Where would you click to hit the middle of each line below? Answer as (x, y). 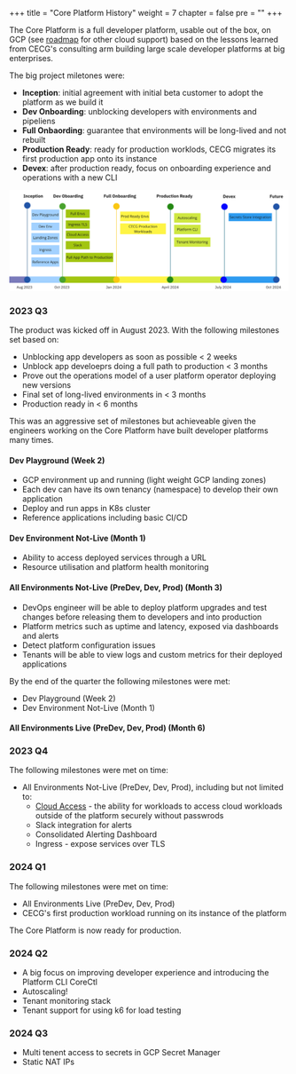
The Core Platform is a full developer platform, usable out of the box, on (140, 30)
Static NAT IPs (48, 1062)
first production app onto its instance (90, 158)
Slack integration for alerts (84, 825)
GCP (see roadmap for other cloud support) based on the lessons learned (144, 39)
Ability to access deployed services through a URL (114, 557)
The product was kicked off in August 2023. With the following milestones (144, 330)
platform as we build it (62, 102)
